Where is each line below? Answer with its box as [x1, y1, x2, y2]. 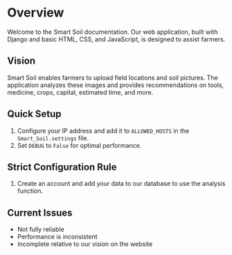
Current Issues [7, 207, 73, 218]
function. [17, 187, 44, 195]
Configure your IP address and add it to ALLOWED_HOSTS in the [17, 126, 190, 135]
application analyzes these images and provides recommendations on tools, [7, 81, 224, 89]
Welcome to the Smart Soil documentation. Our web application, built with [7, 28, 218, 36]
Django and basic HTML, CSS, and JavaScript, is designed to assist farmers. [7, 35, 226, 43]
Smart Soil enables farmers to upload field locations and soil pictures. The [7, 73, 218, 82]
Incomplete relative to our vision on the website [17, 240, 153, 248]
